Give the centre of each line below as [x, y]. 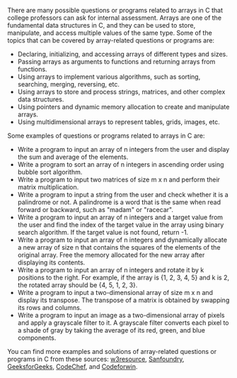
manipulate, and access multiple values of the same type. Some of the [110, 33]
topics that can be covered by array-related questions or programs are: [111, 40]
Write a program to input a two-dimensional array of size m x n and [115, 293]
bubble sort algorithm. [50, 172]
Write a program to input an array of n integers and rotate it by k [111, 270]
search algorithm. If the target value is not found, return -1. [103, 232]
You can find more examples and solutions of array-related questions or [112, 351]
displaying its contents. [51, 262]
